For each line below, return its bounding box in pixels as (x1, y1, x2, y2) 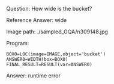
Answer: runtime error (6, 72, 61, 79)
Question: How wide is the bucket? (6, 5, 92, 12)
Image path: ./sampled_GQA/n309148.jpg (6, 28, 108, 35)
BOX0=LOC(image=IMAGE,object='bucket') (6, 51, 106, 57)
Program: (6, 40, 29, 46)
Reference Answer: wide (6, 17, 67, 23)
